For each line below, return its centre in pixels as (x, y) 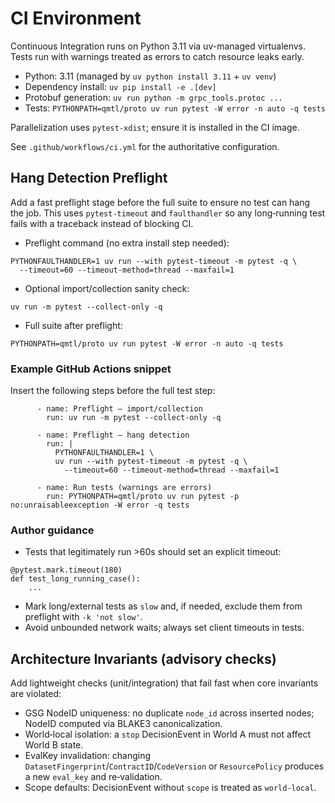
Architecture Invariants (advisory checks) (143, 658)
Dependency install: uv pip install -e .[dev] (120, 86)
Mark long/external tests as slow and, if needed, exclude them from (163, 606)
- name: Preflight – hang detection (113, 435)
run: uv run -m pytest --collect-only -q (134, 418)
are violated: (36, 694)
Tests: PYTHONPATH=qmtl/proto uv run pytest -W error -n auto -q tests (175, 108)
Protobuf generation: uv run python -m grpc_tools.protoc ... (153, 97)
